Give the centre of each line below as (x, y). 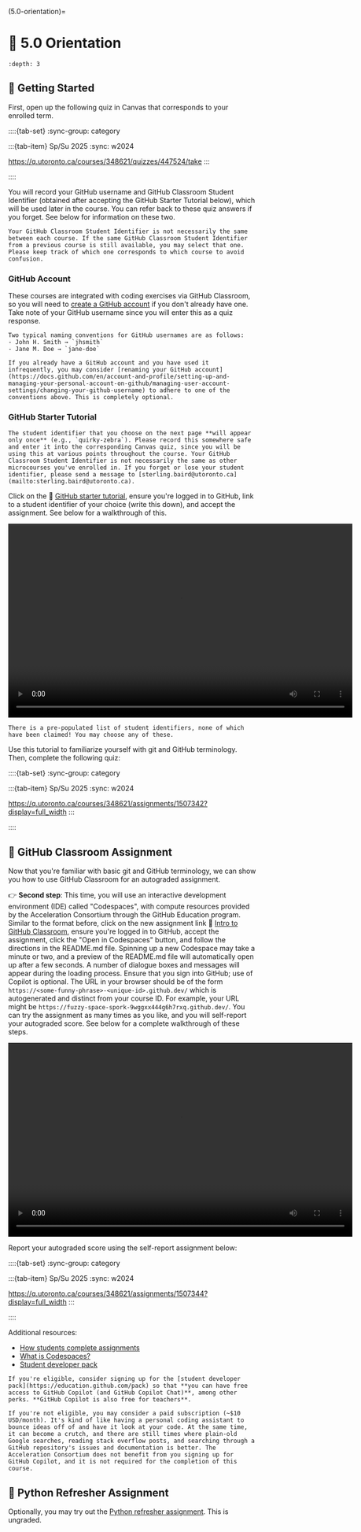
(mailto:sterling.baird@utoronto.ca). (72, 482)
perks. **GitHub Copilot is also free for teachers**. (100, 1400)
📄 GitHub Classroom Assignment (90, 852)
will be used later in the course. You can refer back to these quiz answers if (130, 209)
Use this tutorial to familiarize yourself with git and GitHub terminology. (123, 749)
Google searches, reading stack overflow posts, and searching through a (132, 1441)
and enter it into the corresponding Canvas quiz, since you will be (125, 447)
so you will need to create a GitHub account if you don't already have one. (128, 304)
